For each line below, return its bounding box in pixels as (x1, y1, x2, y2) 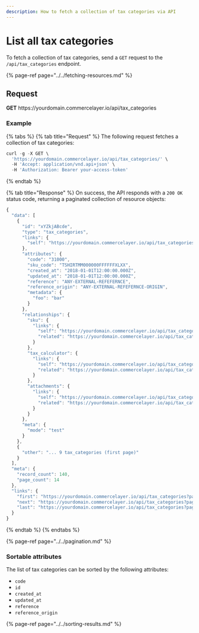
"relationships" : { (21, 312, 70, 318)
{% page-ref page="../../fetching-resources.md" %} (6, 72, 133, 79)
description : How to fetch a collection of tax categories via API (6, 8, 176, 15)
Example (6, 119, 32, 127)
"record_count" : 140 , (17, 472, 70, 478)
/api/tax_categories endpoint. (6, 60, 82, 67)
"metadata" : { (27, 290, 62, 296)
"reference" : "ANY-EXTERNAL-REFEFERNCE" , (27, 279, 131, 284)
